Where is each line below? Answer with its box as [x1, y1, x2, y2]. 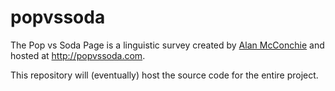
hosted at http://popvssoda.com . [10, 49, 146, 61]
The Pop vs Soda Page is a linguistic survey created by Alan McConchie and [10, 39, 325, 51]
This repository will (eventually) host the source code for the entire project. [10, 69, 319, 81]
